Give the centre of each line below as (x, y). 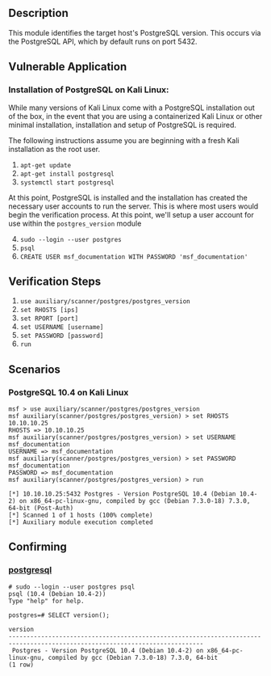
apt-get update (46, 165)
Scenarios (34, 369)
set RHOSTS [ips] (49, 311)
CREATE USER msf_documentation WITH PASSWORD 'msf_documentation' (134, 257)
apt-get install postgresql (67, 174)
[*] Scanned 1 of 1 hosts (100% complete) (81, 515)
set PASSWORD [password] (62, 336)
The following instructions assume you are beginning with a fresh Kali (124, 140)
